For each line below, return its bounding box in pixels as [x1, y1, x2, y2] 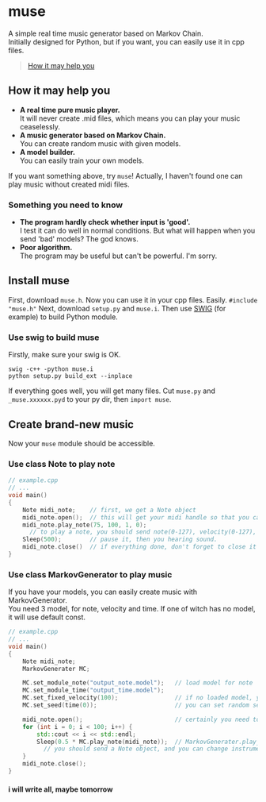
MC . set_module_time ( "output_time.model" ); [22, 686, 165, 695]
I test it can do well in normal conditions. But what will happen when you [19, 226, 256, 236]
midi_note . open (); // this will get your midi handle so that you [22, 513, 249, 522]
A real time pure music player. [19, 105, 120, 114]
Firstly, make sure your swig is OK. [8, 350, 121, 360]
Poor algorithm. [19, 243, 73, 253]
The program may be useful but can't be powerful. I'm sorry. [19, 251, 218, 260]
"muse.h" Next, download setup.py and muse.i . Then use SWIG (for [8, 303, 226, 313]
